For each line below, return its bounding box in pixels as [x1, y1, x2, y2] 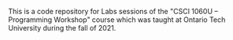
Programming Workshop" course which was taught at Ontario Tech [8, 15, 226, 24]
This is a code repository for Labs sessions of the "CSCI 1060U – [8, 7, 218, 16]
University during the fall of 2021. [8, 24, 116, 32]
